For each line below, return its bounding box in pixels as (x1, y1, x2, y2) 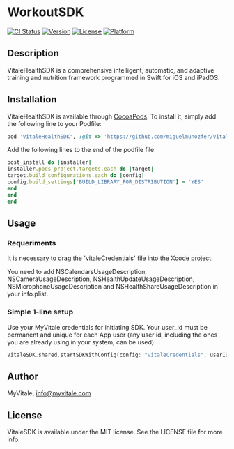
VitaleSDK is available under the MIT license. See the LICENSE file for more (7, 428, 223, 436)
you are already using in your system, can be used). (7, 337, 156, 346)
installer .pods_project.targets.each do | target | (7, 165, 155, 173)
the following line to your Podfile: (7, 119, 102, 128)
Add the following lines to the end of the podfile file (7, 146, 155, 154)
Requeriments (7, 238, 56, 248)
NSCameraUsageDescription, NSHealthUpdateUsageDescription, (7, 275, 195, 283)
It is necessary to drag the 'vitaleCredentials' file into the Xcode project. (7, 254, 214, 262)
